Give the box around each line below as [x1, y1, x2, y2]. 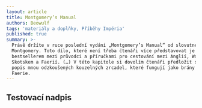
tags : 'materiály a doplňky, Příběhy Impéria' [6, 25, 125, 32]
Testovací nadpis [6, 92, 72, 103]
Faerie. [11, 70, 31, 76]
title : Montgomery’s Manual [6, 14, 77, 20]
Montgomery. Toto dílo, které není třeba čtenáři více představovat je [11, 48, 195, 54]
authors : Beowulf [6, 20, 50, 26]
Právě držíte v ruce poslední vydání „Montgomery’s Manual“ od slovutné [11, 43, 198, 49]
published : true [6, 31, 47, 37]
